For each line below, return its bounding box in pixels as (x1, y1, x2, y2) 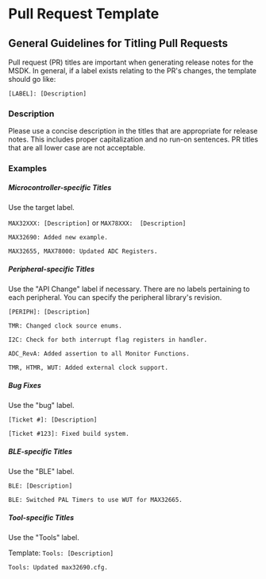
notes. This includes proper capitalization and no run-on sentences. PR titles (8, 134, 259, 144)
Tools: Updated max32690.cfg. (8, 564, 109, 572)
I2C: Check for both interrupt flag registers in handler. (8, 336, 208, 344)
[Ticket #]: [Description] (8, 416, 98, 424)
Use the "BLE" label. (8, 467, 75, 476)
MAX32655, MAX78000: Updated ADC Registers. (8, 247, 158, 255)
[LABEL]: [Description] (8, 90, 87, 98)
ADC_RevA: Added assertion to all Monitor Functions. (8, 350, 191, 358)
